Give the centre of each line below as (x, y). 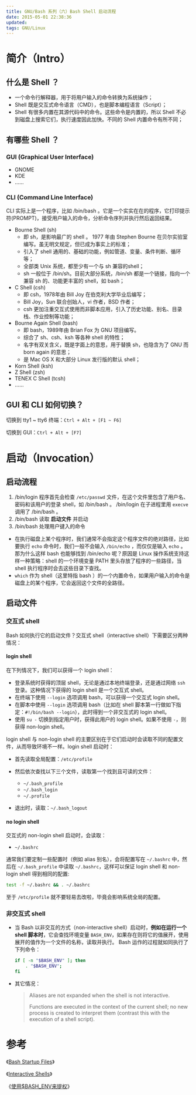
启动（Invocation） (53, 458)
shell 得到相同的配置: (44, 874)
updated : (17, 22)
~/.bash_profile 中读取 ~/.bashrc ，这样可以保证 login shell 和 (92, 867)
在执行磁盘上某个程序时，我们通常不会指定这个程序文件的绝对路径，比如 (102, 539)
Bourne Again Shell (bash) (46, 323)
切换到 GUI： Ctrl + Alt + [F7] (44, 433)
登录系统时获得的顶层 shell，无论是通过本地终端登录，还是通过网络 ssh (100, 682)
